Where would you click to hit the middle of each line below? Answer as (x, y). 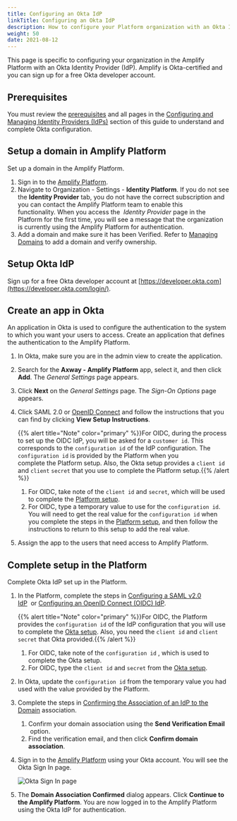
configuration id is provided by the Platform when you (98, 456)
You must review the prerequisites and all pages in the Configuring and (110, 114)
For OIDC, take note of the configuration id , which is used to (119, 653)
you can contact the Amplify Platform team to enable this (100, 204)
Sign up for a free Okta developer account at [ (74, 281)
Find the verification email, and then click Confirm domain (113, 739)
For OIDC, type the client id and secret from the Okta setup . (118, 668)
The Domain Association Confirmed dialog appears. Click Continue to (121, 795)
